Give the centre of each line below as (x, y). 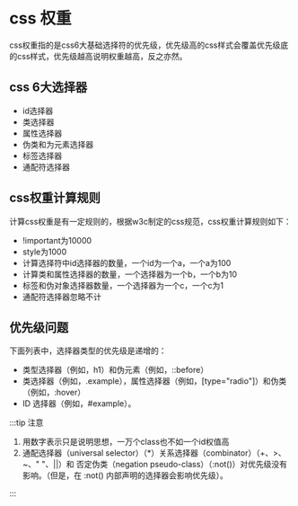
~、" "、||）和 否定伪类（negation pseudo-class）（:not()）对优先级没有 (155, 465)
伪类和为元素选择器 (58, 144)
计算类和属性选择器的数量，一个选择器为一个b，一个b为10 (130, 274)
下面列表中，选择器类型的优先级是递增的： (88, 351)
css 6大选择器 (48, 88)
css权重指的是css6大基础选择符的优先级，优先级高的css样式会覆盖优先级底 (149, 45)
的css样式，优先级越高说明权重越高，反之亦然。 (98, 56)
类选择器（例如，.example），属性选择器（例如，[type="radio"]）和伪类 (154, 381)
